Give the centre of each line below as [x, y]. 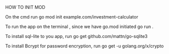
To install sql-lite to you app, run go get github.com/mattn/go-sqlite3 [76, 36]
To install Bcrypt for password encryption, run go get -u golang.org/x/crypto [84, 46]
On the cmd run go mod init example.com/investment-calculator [72, 17]
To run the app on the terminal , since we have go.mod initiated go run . [79, 26]
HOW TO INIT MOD [25, 7]
